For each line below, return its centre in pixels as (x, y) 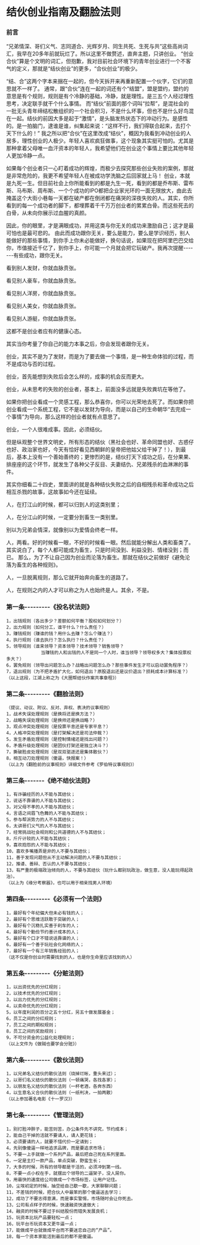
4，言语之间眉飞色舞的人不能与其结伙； (48, 814)
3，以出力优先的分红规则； (34, 1000)
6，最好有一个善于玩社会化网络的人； (45, 944)
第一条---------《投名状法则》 (50, 607)
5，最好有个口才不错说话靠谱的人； (43, 938)
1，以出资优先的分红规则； (34, 987)
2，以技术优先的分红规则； (34, 993)
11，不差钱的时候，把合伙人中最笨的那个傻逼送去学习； (64, 1192)
